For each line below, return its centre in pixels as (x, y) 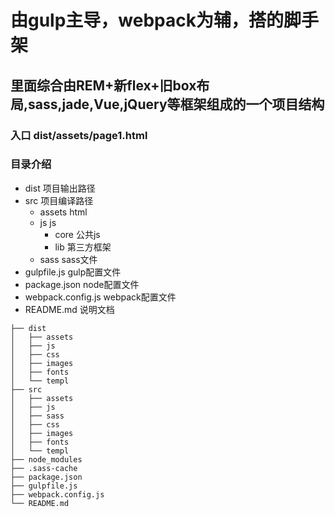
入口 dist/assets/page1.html (79, 135)
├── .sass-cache (44, 468)
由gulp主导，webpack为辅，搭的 (147, 20)
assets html (63, 212)
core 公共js (77, 234)
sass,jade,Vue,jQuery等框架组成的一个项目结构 (176, 104)
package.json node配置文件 (82, 284)
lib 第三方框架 (83, 247)
